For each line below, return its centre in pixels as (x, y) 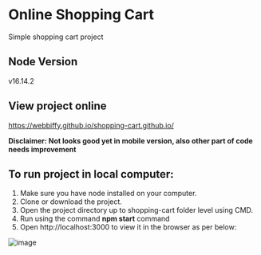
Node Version (43, 62)
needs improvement (42, 149)
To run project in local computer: (91, 174)
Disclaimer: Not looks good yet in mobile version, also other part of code (130, 140)
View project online (57, 106)
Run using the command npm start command (95, 219)
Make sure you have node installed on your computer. (108, 194)
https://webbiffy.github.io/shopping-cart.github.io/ (91, 125)
